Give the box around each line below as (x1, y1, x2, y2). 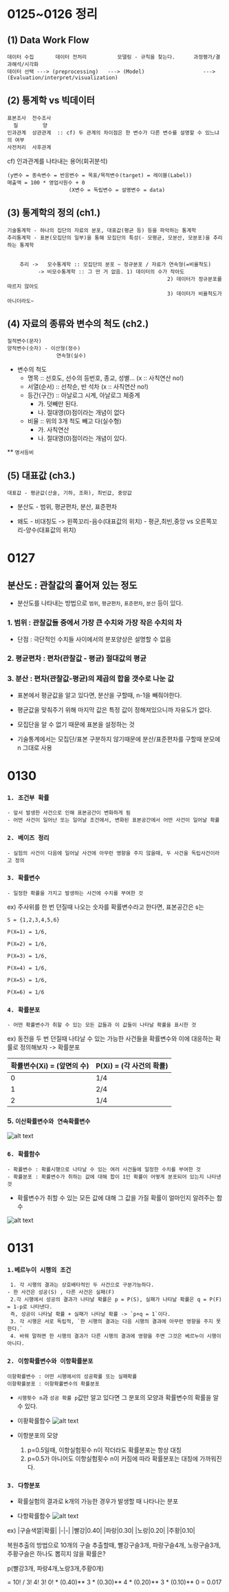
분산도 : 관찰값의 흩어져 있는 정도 (7, 579, 138, 591)
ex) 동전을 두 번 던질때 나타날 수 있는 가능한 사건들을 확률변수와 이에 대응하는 (7, 1034, 215, 1043)
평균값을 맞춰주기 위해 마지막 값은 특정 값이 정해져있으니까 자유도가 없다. (17, 705, 212, 713)
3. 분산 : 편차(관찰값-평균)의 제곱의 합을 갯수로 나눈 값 (7, 674, 174, 684)
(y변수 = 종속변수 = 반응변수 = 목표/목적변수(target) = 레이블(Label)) (7, 171, 193, 179)
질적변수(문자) (7, 338, 42, 345)
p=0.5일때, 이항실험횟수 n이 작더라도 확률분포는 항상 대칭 (27, 1445, 182, 1454)
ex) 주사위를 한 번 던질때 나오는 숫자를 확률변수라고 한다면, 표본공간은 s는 (7, 903, 204, 911)
